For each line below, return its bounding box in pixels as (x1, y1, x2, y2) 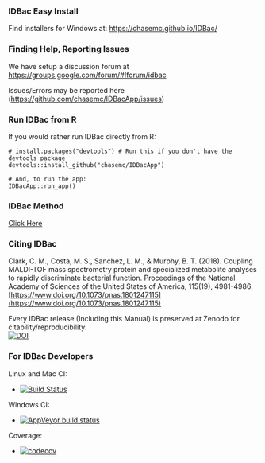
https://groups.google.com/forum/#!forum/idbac (8, 70, 167, 80)
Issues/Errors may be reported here (8, 85, 125, 95)
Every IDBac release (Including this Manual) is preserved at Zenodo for (8, 314, 240, 324)
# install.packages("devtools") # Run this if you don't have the (8, 147, 232, 155)
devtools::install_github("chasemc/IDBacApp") (8, 161, 165, 169)
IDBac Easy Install (8, 6, 79, 17)
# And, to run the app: (8, 175, 87, 183)
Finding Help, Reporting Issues (8, 44, 129, 55)
